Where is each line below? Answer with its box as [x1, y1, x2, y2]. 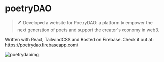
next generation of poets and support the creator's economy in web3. [17, 27, 160, 33]
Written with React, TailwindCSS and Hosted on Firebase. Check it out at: [5, 36, 154, 42]
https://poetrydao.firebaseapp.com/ [5, 42, 78, 48]
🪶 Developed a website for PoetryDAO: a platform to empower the [17, 19, 153, 25]
